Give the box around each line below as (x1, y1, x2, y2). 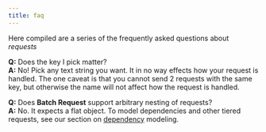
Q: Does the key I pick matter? (8, 57, 107, 66)
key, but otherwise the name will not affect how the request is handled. (8, 82, 240, 92)
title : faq (8, 11, 44, 20)
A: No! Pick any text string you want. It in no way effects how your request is (8, 65, 259, 75)
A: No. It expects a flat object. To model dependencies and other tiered (8, 106, 241, 115)
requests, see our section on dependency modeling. (8, 114, 179, 123)
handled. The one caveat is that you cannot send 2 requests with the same (8, 74, 253, 83)
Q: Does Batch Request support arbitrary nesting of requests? (8, 97, 213, 107)
